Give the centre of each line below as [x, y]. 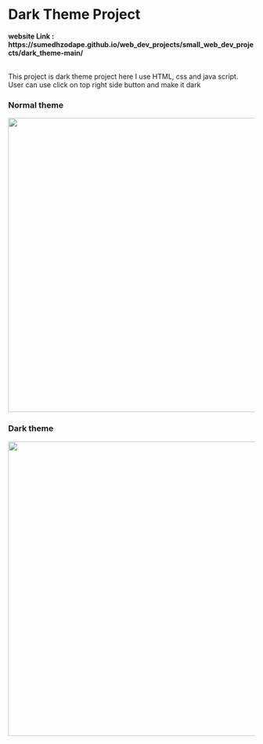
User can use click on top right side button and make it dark [104, 85]
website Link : [31, 36]
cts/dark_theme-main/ [46, 53]
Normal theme [36, 105]
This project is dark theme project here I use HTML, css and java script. [123, 76]
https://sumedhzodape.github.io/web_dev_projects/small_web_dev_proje [131, 44]
